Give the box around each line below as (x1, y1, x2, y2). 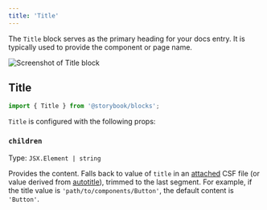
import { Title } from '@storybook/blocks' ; (8, 102, 160, 111)
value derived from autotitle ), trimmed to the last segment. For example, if (8, 177, 253, 187)
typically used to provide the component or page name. (8, 42, 193, 52)
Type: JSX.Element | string (8, 153, 101, 163)
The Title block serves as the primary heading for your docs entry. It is (8, 34, 245, 43)
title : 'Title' (8, 11, 60, 20)
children (8, 137, 43, 146)
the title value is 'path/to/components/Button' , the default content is (8, 185, 235, 195)
